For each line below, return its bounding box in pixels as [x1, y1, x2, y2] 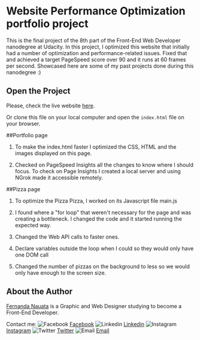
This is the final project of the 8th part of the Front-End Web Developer [6, 37, 181, 44]
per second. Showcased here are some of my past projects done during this [6, 62, 194, 70]
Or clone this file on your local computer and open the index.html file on [6, 113, 184, 121]
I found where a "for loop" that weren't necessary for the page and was [14, 209, 192, 216]
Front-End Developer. [6, 309, 59, 316]
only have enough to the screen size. [14, 269, 107, 276]
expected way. [14, 221, 51, 228]
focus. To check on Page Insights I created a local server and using [14, 167, 181, 174]
